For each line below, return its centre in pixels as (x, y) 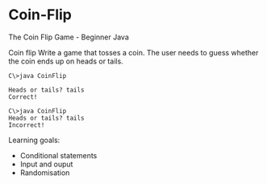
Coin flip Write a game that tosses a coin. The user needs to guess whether (133, 52)
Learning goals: (34, 140)
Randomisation (45, 172)
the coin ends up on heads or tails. (66, 61)
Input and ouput (46, 164)
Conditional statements (58, 155)
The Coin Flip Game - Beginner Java (69, 37)
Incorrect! (27, 125)
